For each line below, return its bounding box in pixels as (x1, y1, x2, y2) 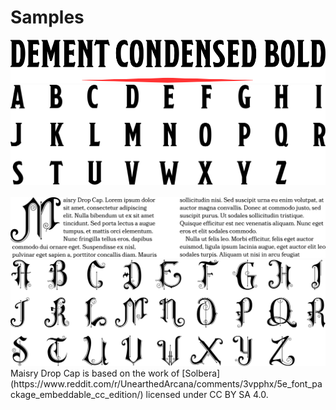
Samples (10, 6, 85, 29)
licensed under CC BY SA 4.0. (145, 389, 269, 401)
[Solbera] (181, 367, 221, 380)
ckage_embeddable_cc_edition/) (10, 389, 144, 401)
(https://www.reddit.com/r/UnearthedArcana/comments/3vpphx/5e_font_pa (10, 378, 323, 390)
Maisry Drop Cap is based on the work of (10, 367, 180, 380)
